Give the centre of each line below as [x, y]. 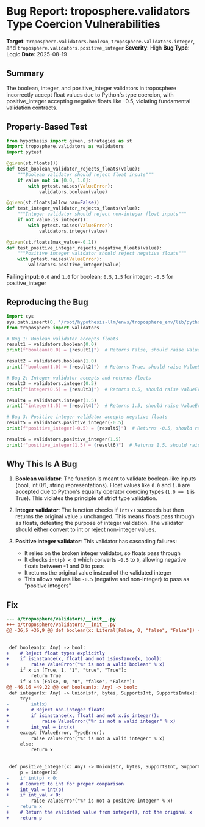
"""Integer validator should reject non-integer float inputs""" [102, 214]
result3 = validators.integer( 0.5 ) [52, 383]
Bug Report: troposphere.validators [98, 11]
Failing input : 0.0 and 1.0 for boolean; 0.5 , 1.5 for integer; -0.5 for [90, 277]
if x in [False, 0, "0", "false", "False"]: [77, 682]
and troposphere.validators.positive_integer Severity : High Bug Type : [98, 48]
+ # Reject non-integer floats [56, 710]
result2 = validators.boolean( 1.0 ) [52, 361]
